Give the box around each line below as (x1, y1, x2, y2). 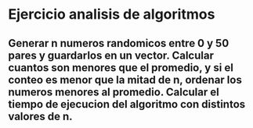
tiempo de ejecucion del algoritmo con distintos (8, 98, 246, 111)
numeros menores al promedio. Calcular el (8, 85, 219, 98)
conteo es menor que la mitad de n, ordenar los (8, 73, 243, 87)
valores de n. (8, 109, 73, 123)
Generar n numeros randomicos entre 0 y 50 (8, 37, 230, 50)
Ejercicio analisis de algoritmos (8, 5, 215, 23)
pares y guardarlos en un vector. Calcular (8, 48, 214, 62)
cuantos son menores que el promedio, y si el (8, 61, 233, 74)
